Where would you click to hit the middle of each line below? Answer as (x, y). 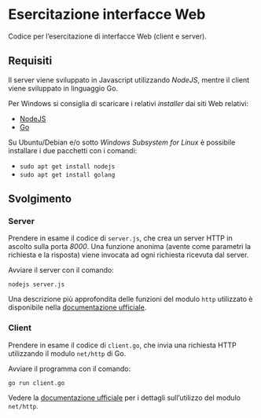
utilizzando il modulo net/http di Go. (67, 353)
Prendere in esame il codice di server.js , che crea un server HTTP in (121, 238)
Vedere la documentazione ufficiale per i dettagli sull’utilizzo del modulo (125, 398)
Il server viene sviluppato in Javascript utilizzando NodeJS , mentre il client (129, 79)
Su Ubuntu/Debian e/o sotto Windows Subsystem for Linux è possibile (122, 142)
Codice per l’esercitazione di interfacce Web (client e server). (107, 36)
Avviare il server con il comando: (61, 270)
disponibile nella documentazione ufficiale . (77, 307)
